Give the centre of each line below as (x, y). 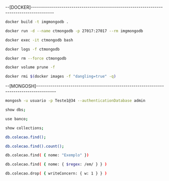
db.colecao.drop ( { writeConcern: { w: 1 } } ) (56, 173)
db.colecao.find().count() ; (35, 146)
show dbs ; (16, 110)
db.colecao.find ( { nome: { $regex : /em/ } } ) (56, 164)
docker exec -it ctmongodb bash (39, 40)
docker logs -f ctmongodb (32, 49)
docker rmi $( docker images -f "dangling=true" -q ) (61, 77)
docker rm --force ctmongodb (36, 58)
